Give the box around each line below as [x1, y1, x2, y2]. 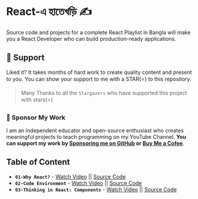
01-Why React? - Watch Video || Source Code [14, 173, 126, 180]
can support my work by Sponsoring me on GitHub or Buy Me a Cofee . [6, 139, 185, 147]
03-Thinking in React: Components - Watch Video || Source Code [14, 186, 177, 193]
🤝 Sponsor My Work [6, 113, 66, 121]
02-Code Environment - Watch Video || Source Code [14, 179, 142, 186]
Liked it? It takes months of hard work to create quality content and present [6, 69, 192, 76]
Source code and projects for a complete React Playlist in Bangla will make [6, 28, 191, 36]
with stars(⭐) [20, 96, 53, 103]
